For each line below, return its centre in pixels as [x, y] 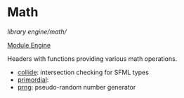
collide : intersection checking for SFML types [83, 72]
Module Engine [29, 45]
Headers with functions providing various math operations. [92, 58]
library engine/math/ [37, 31]
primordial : [33, 79]
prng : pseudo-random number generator [77, 87]
